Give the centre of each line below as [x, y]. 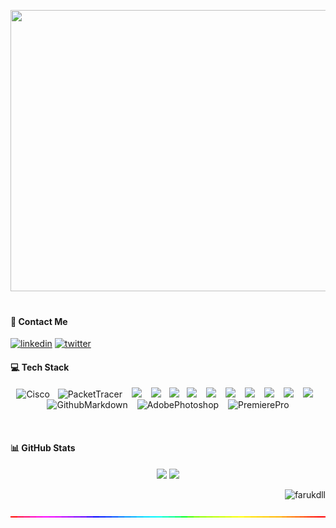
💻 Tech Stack [40, 367]
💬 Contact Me [39, 321]
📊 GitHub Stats [43, 448]
